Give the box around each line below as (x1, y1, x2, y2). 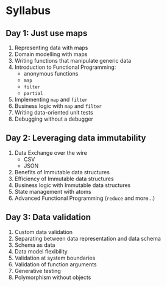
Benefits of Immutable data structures (14, 168, 110, 175)
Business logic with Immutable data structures (14, 181, 131, 189)
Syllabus (5, 4, 51, 18)
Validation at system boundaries (14, 254, 96, 261)
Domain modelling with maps (14, 51, 88, 58)
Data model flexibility (14, 247, 68, 255)
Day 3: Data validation (5, 212, 91, 222)
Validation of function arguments (14, 260, 97, 268)
